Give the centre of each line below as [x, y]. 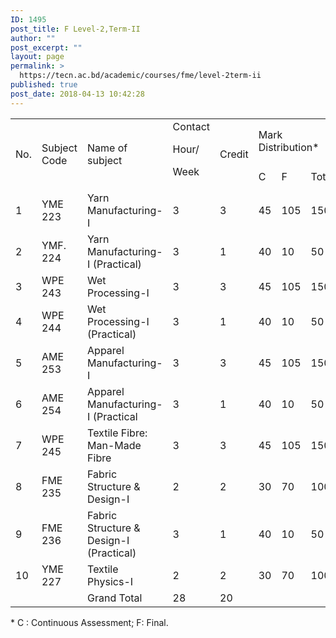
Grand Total [115, 598]
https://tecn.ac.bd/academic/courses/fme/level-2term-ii [140, 76]
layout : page [37, 57]
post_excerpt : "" [46, 47]
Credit [234, 154]
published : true [44, 85]
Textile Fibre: [117, 433]
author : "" [33, 38]
